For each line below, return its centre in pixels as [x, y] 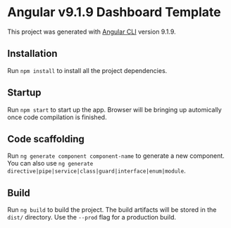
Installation [32, 54]
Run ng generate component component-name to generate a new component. [116, 156]
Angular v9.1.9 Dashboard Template [114, 12]
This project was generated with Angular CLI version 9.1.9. [92, 32]
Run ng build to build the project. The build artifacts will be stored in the [112, 210]
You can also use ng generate [50, 163]
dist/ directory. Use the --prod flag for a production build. [92, 217]
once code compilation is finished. [57, 117]
